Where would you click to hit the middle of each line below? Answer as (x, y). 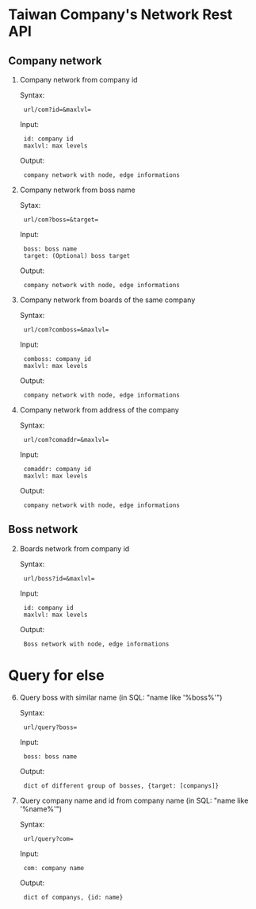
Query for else (56, 675)
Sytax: (30, 205)
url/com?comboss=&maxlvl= (66, 330)
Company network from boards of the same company (107, 300)
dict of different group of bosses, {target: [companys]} (121, 786)
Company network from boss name (78, 190)
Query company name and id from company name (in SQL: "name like (134, 800)
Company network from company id (78, 80)
